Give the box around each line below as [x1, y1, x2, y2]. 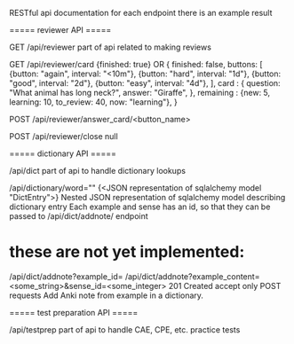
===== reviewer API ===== [9, 25, 112, 35]
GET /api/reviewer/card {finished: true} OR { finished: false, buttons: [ [9, 59, 264, 69]
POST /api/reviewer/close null [9, 131, 118, 141]
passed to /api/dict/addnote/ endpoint [9, 211, 148, 221]
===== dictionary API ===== [9, 148, 117, 159]
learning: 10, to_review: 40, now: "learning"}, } [9, 97, 178, 107]
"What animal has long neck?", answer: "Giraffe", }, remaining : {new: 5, [9, 88, 271, 98]
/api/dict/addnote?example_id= [9, 270, 123, 282]
